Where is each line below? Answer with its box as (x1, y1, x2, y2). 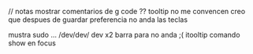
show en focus (8, 38, 57, 48)
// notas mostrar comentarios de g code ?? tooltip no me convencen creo (8, 7, 246, 16)
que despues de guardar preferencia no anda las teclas (8, 15, 188, 24)
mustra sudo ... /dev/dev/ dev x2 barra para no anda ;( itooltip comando (8, 31, 240, 39)
